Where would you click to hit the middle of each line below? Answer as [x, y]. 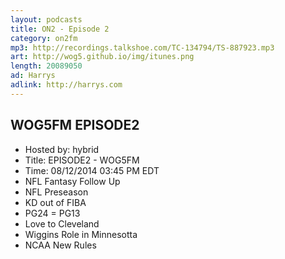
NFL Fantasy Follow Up [72, 181]
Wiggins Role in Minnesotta [81, 234]
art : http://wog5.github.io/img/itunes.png [102, 57]
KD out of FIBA [55, 202]
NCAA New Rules [60, 245]
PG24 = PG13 [52, 213]
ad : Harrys [33, 76]
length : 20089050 [46, 66]
